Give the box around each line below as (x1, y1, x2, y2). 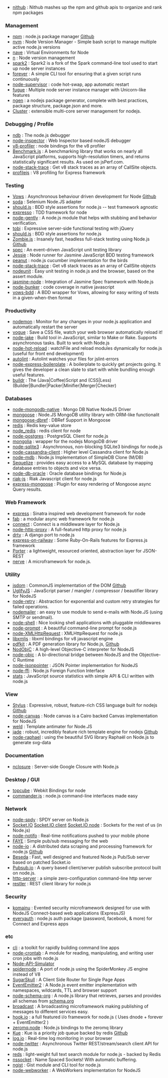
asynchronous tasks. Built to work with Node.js (12, 340, 110, 346)
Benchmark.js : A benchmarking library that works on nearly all (12, 148, 143, 154)
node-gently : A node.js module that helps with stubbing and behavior (12, 214, 157, 220)
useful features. (12, 372, 45, 378)
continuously (12, 76, 40, 82)
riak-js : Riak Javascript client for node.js (12, 476, 97, 482)
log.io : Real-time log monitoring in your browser (12, 1035, 113, 1041)
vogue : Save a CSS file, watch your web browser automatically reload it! (12, 329, 163, 335)
